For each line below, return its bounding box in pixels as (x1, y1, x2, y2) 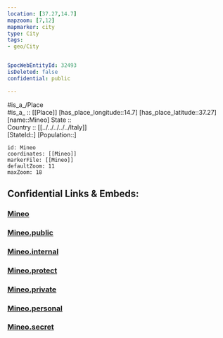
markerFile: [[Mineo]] (7, 156, 74, 163)
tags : (7, 37, 23, 44)
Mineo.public (7, 227, 54, 237)
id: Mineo (7, 144, 37, 151)
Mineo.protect (7, 265, 58, 275)
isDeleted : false (7, 68, 58, 75)
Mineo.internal (7, 246, 59, 256)
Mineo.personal (7, 303, 63, 313)
